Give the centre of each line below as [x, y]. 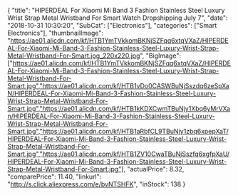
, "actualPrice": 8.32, [154, 169]
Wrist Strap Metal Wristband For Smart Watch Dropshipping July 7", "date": [118, 18]
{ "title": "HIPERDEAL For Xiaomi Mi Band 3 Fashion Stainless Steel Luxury [116, 10]
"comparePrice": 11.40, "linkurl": [55, 176]
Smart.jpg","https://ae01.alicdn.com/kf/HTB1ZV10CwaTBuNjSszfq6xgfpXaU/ [119, 154]
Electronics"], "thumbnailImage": [56, 33]
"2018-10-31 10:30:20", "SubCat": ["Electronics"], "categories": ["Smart [112, 25]
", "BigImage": [161, 56]
